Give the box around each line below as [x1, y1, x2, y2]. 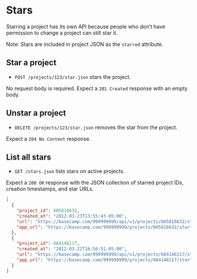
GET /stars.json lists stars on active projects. [14, 168, 125, 175]
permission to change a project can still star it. [6, 29, 118, 36]
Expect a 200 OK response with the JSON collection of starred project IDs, [6, 179, 184, 186]
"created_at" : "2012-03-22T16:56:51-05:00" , [16, 246, 127, 252]
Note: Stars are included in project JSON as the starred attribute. [6, 41, 164, 48]
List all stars [6, 152, 52, 162]
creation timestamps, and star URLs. [6, 185, 94, 192]
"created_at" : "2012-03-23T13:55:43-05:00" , [16, 213, 127, 219]
